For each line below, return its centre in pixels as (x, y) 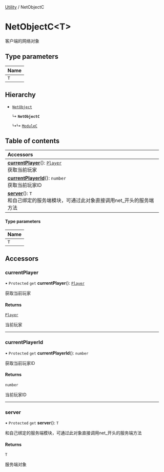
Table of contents (32, 141)
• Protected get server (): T (32, 423)
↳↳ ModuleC (25, 125)
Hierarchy (20, 95)
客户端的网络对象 (22, 41)
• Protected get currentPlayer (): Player (45, 283)
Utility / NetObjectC (25, 7)
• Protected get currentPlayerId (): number (47, 353)
